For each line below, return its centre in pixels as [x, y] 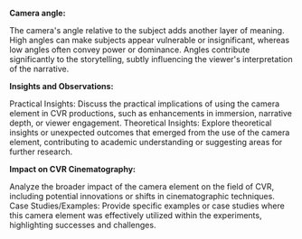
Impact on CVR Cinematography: [72, 169]
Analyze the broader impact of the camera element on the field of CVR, [142, 187]
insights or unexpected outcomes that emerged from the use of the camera [150, 133]
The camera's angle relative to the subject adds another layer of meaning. [147, 30]
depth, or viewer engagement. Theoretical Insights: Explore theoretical [141, 123]
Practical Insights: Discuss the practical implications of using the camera [145, 104]
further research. [41, 152]
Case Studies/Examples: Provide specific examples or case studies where [147, 206]
